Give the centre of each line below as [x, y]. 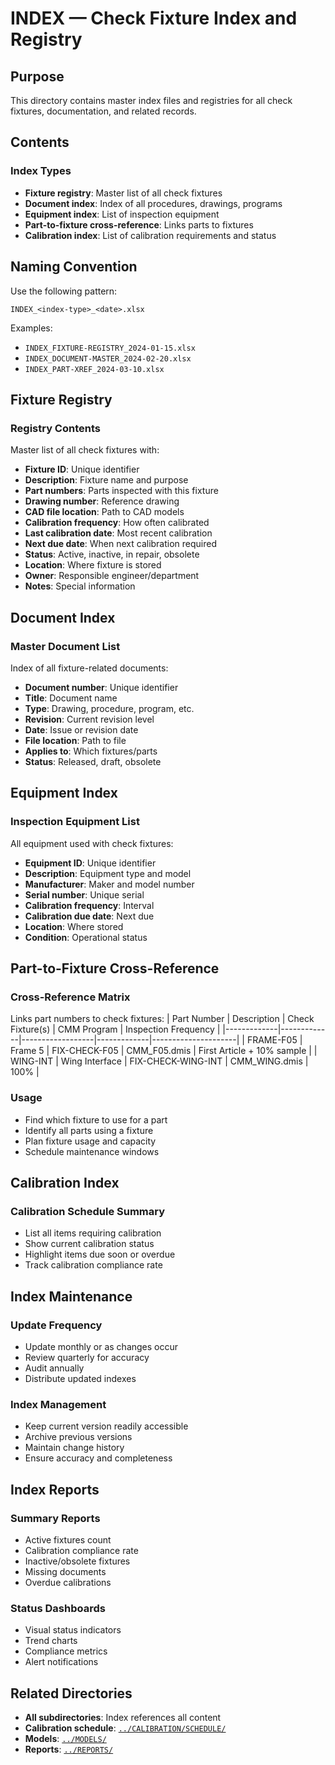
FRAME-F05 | [274, 1040]
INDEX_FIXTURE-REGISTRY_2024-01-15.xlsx [110, 348]
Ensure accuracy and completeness [98, 1458]
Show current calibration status [89, 1244]
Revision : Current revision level [89, 719]
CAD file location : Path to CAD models [104, 512]
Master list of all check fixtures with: [85, 450]
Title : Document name [71, 698]
